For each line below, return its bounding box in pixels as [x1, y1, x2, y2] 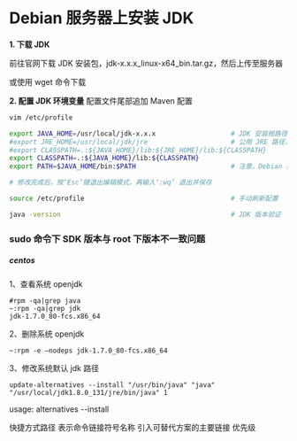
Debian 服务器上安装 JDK [9, 8, 194, 28]
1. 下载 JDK [9, 39, 50, 50]
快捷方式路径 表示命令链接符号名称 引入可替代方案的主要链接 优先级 [9, 422, 256, 432]
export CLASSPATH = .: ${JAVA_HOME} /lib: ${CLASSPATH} [9, 154, 200, 163]
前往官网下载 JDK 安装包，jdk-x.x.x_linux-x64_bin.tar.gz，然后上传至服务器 [9, 58, 283, 68]
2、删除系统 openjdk [9, 329, 85, 339]
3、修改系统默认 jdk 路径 [9, 362, 100, 373]
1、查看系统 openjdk [9, 278, 83, 289]
